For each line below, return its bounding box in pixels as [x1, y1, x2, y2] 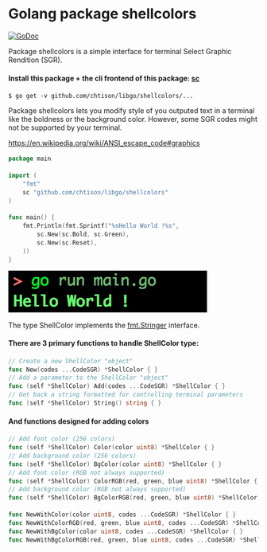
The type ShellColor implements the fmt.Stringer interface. [8, 320, 200, 330]
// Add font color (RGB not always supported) [8, 468, 165, 476]
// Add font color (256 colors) [8, 435, 115, 443]
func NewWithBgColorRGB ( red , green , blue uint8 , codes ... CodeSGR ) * [8, 535, 244, 544]
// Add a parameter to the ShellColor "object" [8, 374, 169, 382]
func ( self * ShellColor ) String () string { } [8, 399, 161, 407]
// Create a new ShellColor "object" [8, 357, 133, 365]
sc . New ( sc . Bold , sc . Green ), [37, 230, 130, 239]
